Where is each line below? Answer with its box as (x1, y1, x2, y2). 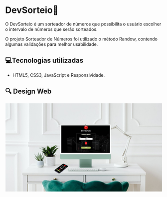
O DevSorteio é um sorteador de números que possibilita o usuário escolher (5, 21, 162, 27)
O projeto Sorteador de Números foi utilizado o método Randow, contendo (5, 36, 158, 42)
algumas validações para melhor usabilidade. (5, 41, 98, 47)
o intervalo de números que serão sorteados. (5, 26, 98, 32)
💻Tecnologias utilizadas (5, 56, 84, 65)
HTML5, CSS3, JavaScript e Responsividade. (12, 72, 105, 78)
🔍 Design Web (5, 87, 52, 96)
